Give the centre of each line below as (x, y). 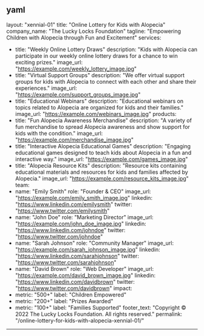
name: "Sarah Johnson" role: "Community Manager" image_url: (94, 243)
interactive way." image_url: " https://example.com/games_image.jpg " (101, 159)
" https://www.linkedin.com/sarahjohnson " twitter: (77, 256)
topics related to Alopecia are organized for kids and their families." (99, 107)
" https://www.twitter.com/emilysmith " (62, 211)
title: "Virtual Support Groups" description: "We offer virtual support (100, 75)
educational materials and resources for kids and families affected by (101, 172)
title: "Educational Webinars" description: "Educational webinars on (99, 101)
